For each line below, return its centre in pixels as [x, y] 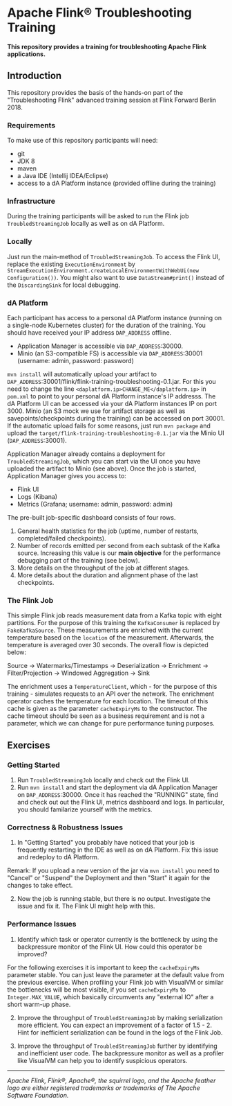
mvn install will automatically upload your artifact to [82, 374]
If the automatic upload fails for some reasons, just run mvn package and [109, 425]
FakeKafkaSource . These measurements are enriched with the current [105, 630]
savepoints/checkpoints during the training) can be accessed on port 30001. [116, 418]
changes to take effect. [40, 886]
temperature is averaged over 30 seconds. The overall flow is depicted [108, 645]
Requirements [31, 125]
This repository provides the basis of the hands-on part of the [95, 92]
